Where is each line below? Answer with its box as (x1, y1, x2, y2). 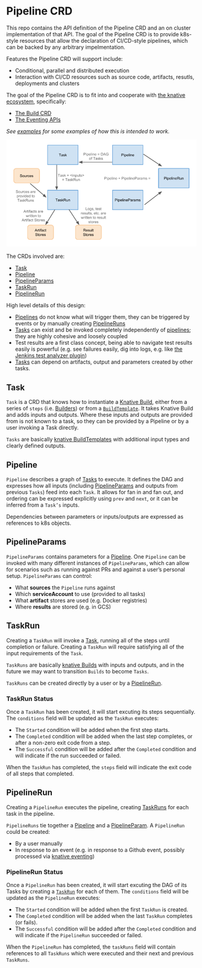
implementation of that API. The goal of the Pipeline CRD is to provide (6, 30, 179, 37)
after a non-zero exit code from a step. (14, 739, 112, 746)
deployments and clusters (14, 80, 80, 87)
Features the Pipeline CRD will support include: (6, 55, 123, 62)
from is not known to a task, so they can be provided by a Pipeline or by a (6, 418, 189, 425)
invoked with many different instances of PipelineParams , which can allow (6, 559, 190, 566)
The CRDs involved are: (6, 252, 65, 260)
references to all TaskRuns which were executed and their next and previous (6, 950, 194, 957)
